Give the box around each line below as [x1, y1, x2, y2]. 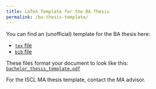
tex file [14, 42, 32, 49]
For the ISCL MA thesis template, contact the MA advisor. [6, 76, 146, 83]
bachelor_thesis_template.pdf [6, 65, 81, 71]
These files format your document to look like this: [6, 60, 129, 67]
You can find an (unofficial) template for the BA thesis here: [6, 30, 151, 37]
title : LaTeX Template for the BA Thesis [6, 8, 110, 15]
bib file [14, 48, 32, 55]
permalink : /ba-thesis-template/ [6, 14, 89, 20]
